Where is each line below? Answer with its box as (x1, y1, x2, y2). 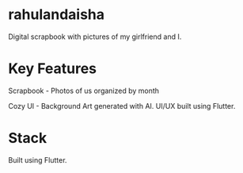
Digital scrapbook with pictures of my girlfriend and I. (8, 32, 182, 41)
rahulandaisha (8, 6, 105, 24)
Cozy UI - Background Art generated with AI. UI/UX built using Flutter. (8, 101, 236, 110)
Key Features (8, 60, 97, 78)
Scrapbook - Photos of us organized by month (8, 86, 160, 95)
